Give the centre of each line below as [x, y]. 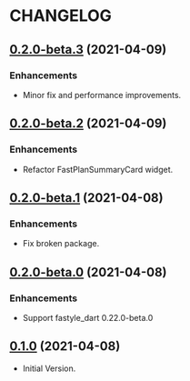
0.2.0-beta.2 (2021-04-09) [88, 124]
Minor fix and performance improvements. [102, 95]
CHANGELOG [60, 16]
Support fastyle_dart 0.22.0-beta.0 [88, 317]
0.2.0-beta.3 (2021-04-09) [88, 50]
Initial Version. [49, 368]
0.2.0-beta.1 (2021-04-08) [86, 198]
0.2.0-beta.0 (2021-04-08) [88, 272]
